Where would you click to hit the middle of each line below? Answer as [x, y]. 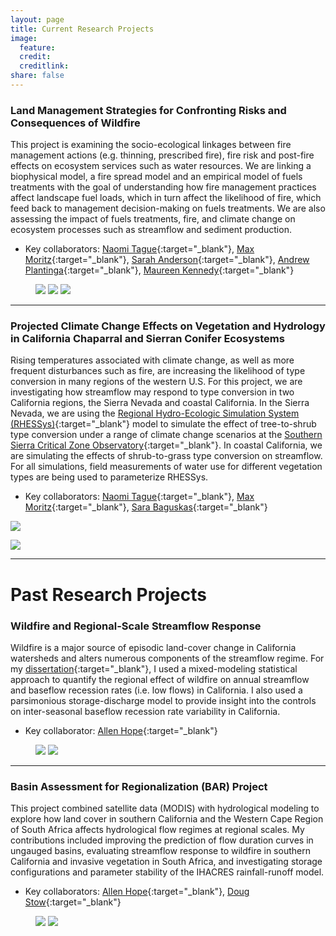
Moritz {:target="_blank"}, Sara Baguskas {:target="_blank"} [146, 507]
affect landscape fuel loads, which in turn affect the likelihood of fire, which [166, 198]
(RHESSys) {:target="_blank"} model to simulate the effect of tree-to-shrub [163, 424]
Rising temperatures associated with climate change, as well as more [152, 360]
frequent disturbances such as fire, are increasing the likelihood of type [158, 371]
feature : [37, 47]
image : [24, 38]
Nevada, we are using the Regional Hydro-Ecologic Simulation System [155, 413]
